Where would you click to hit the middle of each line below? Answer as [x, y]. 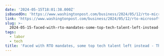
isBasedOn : [16, 14]
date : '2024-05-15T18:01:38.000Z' [40, 9]
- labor [17, 37]
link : [10, 19]
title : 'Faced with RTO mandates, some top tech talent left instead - [79, 46]
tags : [10, 32]
